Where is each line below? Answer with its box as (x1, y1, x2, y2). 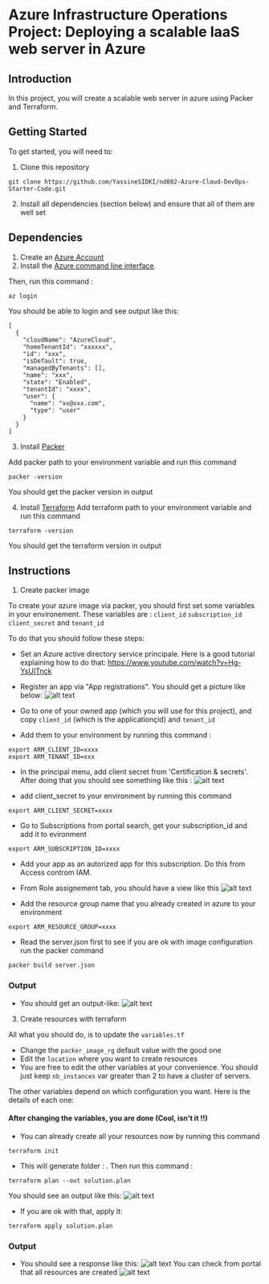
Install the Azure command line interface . (19, 260, 157, 271)
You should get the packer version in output (8, 487, 153, 496)
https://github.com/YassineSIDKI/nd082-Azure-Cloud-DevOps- (43, 177, 250, 186)
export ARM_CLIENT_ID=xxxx (8, 746, 99, 754)
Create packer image (19, 586, 90, 595)
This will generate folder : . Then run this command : (19, 1161, 194, 1170)
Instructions (8, 564, 71, 578)
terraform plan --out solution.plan (8, 1176, 131, 1185)
